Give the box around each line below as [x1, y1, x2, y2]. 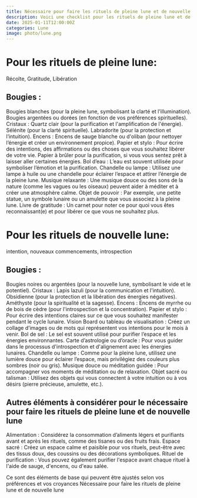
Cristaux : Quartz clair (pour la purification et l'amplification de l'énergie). [6, 120, 183, 127]
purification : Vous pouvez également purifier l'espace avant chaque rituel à [6, 456, 190, 463]
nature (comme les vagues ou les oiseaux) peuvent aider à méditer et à [6, 183, 179, 190]
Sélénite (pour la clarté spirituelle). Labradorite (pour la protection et [6, 126, 172, 133]
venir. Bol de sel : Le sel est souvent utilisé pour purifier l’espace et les [6, 330, 176, 337]
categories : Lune [6, 25, 49, 31]
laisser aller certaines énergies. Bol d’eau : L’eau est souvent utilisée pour [6, 158, 184, 165]
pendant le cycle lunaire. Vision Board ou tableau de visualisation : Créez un [6, 318, 190, 325]
